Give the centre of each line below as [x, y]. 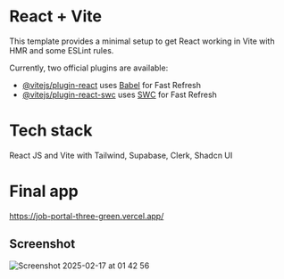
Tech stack [51, 131]
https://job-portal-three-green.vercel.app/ [87, 216]
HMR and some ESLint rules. [62, 50]
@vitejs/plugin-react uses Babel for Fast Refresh [112, 85]
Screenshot [42, 244]
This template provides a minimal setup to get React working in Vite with [142, 41]
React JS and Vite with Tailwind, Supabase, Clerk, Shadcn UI [121, 155]
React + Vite [56, 16]
